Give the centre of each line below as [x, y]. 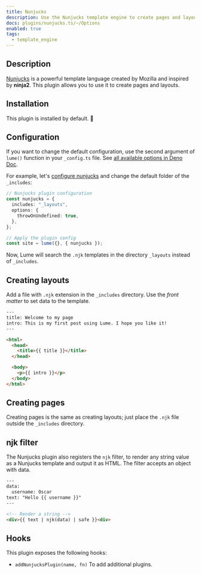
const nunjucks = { [31, 199]
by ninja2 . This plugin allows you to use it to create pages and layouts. [93, 85]
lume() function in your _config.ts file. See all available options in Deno [95, 158]
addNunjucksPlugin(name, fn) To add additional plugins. [83, 564]
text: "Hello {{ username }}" [44, 497]
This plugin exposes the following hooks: [57, 553]
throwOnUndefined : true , [48, 216]
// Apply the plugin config [41, 238]
